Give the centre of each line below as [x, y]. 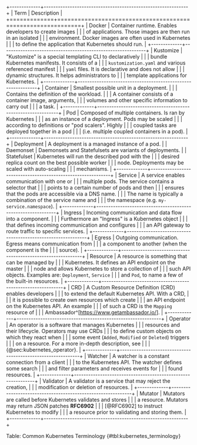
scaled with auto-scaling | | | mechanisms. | [59, 169]
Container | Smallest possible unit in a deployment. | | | [111, 88]
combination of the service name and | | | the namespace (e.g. [82, 200]
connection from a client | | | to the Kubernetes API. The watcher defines [94, 362]
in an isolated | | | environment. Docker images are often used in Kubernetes [98, 38]
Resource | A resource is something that [138, 256]
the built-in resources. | [34, 281]
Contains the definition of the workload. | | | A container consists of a [90, 94]
